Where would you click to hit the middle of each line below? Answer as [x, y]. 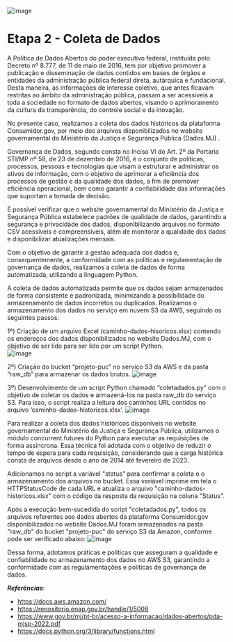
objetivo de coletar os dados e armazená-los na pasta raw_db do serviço [112, 395]
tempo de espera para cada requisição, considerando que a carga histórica [115, 453]
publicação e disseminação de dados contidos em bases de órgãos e [107, 72]
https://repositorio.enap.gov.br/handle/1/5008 [83, 609]
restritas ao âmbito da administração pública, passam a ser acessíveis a [110, 95]
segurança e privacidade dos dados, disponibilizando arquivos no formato [114, 224]
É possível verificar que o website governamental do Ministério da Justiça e [115, 209]
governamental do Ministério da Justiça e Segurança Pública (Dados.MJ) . [114, 138]
